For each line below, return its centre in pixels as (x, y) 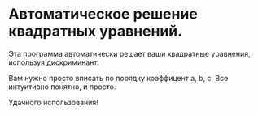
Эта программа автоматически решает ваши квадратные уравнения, (129, 53)
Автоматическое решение (103, 14)
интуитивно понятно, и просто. (62, 87)
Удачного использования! (54, 102)
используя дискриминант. (54, 62)
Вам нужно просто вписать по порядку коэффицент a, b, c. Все (118, 78)
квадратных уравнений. (96, 31)
